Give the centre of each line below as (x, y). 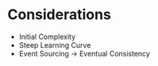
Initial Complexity (47, 37)
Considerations (60, 15)
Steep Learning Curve (55, 45)
